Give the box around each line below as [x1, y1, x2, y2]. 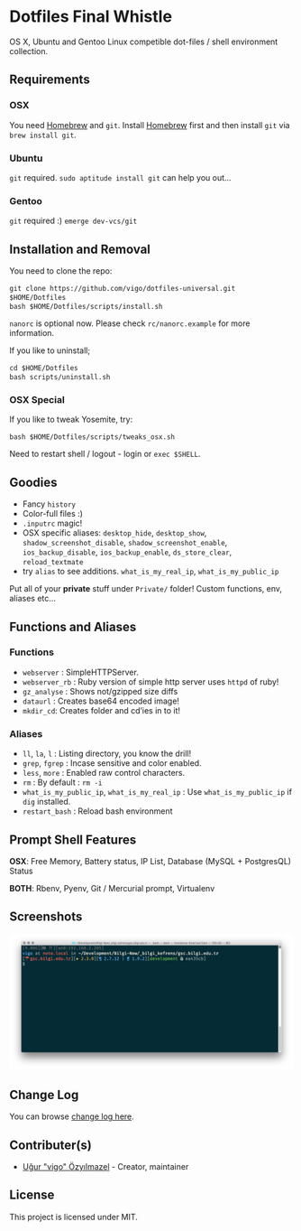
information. [9, 328, 55, 339]
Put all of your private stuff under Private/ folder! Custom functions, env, [9, 583, 282, 594]
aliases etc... [9, 593, 57, 604]
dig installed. [22, 797, 71, 807]
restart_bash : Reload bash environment [22, 806, 173, 816]
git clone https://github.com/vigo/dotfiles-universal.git [9, 284, 236, 294]
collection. [9, 45, 49, 56]
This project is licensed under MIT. [9, 1211, 138, 1222]
